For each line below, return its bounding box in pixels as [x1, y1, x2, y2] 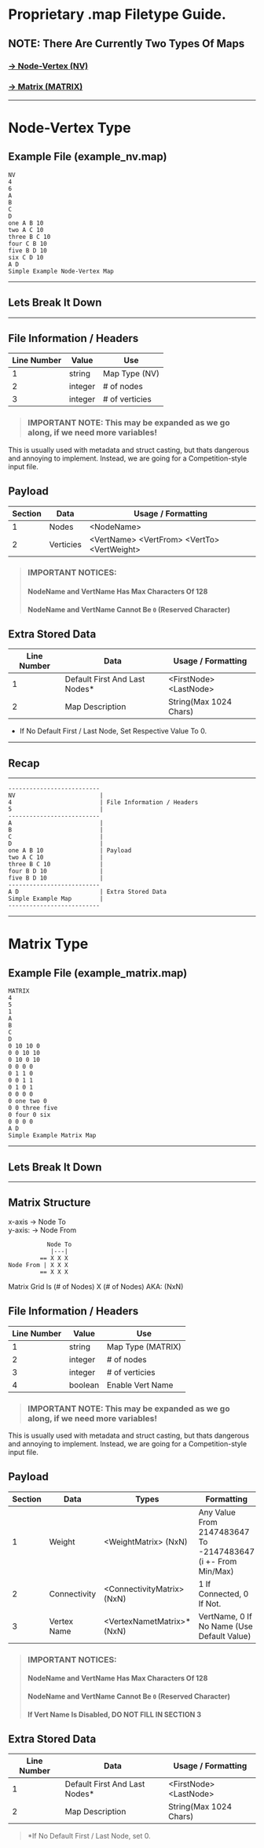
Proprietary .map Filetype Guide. [8, 6, 226, 24]
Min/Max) [198, 1566, 234, 1577]
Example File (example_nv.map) [8, 150, 167, 163]
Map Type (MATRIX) [106, 1341, 182, 1352]
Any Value [198, 1507, 236, 1518]
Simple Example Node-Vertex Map [8, 267, 114, 275]
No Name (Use [198, 1621, 253, 1632]
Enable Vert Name [106, 1380, 174, 1391]
